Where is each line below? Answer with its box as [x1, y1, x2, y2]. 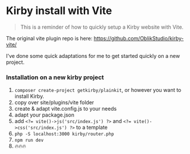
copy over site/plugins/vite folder [14, 99, 94, 106]
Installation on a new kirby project [6, 73, 104, 81]
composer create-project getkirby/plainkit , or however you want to [14, 87, 182, 94]
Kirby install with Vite [6, 4, 112, 18]
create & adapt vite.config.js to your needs [14, 105, 117, 112]
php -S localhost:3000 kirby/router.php [14, 131, 114, 137]
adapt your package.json [14, 111, 75, 118]
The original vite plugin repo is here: [6, 35, 93, 42]
